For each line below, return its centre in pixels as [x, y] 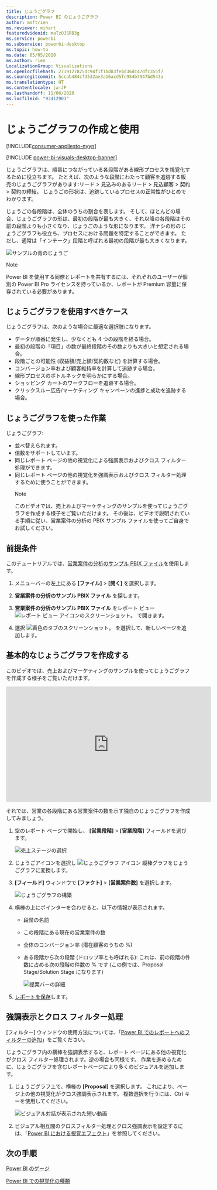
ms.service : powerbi [31, 39]
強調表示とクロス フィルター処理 [65, 1017]
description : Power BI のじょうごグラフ [52, 17]
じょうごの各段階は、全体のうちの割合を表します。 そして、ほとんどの [91, 211]
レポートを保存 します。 [43, 997]
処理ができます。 [35, 468]
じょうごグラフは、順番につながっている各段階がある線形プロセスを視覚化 [96, 169]
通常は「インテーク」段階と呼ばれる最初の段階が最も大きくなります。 [106, 240]
